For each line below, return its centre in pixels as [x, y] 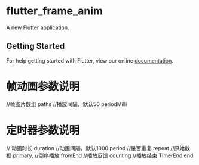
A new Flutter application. [38, 27]
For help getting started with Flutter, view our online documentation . [90, 60]
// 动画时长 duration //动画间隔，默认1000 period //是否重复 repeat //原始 [96, 148]
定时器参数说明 [43, 130]
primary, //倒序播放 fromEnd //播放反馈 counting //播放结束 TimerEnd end [103, 155]
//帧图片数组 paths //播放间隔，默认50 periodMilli [67, 104]
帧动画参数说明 [43, 86]
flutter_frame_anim [55, 11]
